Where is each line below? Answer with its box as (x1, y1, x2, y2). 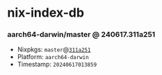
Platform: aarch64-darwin (17, 53, 89, 61)
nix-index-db (7, 5, 85, 21)
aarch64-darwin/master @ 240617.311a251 (7, 30, 156, 40)
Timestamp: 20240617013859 (17, 60, 97, 69)
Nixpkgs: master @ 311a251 (17, 45, 91, 53)
